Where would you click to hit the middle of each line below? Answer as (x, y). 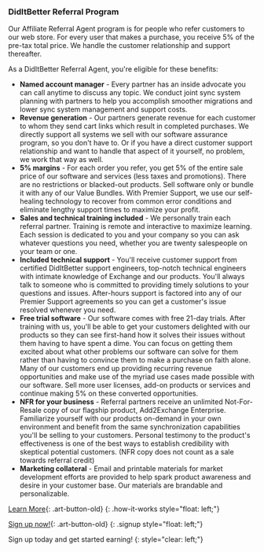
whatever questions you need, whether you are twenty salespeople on (133, 243)
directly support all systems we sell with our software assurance (123, 134)
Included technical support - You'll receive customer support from (128, 260)
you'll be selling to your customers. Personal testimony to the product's (135, 436)
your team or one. (48, 252)
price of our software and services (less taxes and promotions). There (133, 176)
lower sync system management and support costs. (103, 109)
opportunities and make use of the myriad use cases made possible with (137, 377)
